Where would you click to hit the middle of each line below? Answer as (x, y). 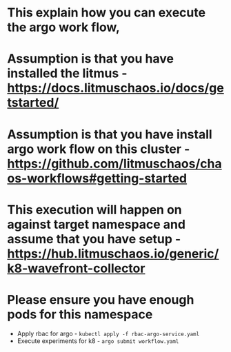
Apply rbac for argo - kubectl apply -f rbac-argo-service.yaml (108, 333)
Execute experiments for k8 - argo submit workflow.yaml (98, 341)
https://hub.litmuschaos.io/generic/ (113, 253)
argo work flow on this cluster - (99, 149)
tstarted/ (33, 103)
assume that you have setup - (94, 239)
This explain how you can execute (106, 13)
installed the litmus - (67, 73)
